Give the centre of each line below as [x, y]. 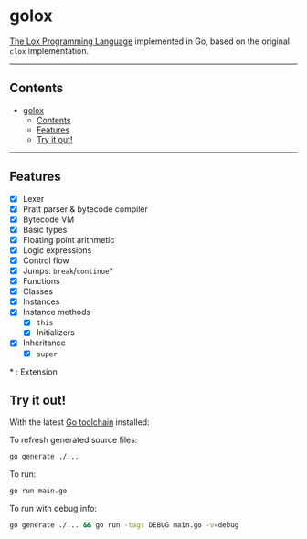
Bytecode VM [48, 219]
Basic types [45, 229]
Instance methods [57, 312]
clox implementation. [49, 50]
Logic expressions [57, 250]
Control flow [46, 260]
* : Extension [33, 372]
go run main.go [38, 491]
